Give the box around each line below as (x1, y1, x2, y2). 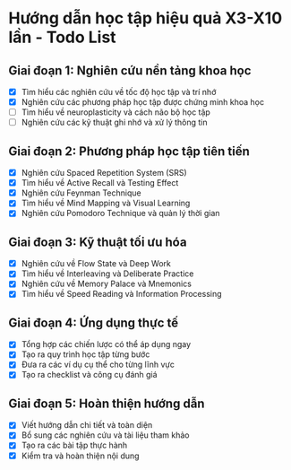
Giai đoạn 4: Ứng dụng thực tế (8, 315, 179, 330)
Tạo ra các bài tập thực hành (21, 440, 128, 451)
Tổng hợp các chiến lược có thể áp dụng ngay (21, 339, 192, 350)
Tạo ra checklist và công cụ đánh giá (21, 370, 158, 380)
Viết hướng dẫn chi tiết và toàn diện (21, 420, 153, 431)
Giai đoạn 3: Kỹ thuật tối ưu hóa (8, 234, 187, 249)
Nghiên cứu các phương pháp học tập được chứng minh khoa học (21, 97, 265, 108)
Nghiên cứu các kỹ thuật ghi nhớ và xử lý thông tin (21, 117, 208, 128)
